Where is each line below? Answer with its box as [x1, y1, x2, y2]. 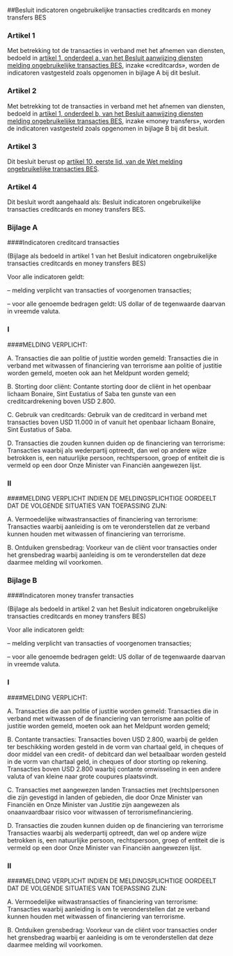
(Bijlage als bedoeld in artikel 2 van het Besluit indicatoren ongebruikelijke [7, 605, 218, 613]
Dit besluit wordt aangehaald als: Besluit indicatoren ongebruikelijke [7, 198, 202, 206]
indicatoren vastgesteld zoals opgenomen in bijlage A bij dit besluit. [7, 69, 200, 77]
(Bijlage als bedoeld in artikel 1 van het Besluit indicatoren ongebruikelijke [7, 252, 217, 260]
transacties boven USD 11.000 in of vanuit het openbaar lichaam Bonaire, [7, 418, 216, 426]
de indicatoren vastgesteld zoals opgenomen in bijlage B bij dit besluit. [7, 124, 209, 132]
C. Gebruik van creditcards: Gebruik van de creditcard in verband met [7, 410, 207, 418]
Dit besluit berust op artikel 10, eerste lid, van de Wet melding [7, 157, 183, 166]
